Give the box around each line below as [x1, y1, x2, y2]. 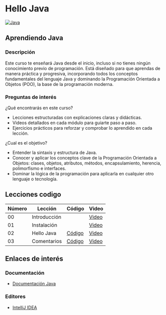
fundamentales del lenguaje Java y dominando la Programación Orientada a [5, 76, 160, 82]
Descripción [5, 49, 36, 56]
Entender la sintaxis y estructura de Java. [12, 150, 97, 156]
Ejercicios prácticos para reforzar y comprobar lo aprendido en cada [12, 125, 153, 131]
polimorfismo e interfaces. [12, 165, 66, 171]
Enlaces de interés [5, 254, 63, 263]
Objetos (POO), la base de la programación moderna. [5, 81, 114, 87]
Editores [5, 293, 26, 300]
